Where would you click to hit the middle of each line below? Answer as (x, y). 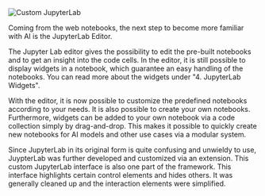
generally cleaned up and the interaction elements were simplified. (117, 183)
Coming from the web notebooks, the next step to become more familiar (126, 28)
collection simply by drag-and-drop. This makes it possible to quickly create (133, 126)
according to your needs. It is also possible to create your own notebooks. (129, 109)
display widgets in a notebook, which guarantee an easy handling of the (126, 68)
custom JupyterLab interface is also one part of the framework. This (120, 167)
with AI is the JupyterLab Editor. (60, 36)
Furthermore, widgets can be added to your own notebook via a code (122, 117)
